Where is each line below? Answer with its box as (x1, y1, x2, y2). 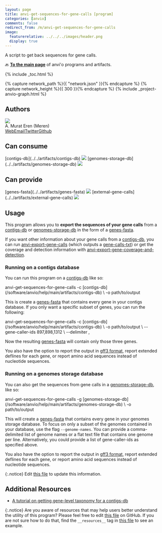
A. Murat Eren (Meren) (5, 123, 50, 129)
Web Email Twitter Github (5, 128, 52, 134)
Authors (5, 105, 30, 113)
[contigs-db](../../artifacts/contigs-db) (5, 156, 81, 161)
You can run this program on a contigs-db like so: (5, 275, 104, 281)
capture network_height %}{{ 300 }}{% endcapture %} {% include (5, 86, 137, 91)
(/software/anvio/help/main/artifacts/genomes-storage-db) (5, 401, 123, 407)
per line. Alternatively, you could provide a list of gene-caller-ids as (5, 436, 139, 443)
